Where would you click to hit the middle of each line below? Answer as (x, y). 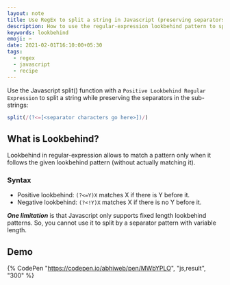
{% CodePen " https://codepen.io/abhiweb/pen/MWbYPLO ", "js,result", (107, 269)
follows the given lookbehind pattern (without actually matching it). (101, 162)
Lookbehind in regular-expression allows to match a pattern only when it (109, 156)
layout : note (26, 13)
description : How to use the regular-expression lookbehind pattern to (111, 26)
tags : (15, 52)
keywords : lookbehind (38, 33)
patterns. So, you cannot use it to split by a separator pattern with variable (112, 223)
